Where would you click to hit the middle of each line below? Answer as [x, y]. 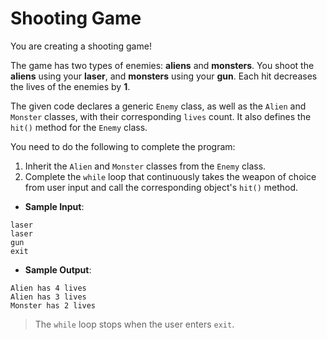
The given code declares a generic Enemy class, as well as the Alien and [158, 106]
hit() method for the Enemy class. [79, 127]
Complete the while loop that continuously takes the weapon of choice [170, 176]
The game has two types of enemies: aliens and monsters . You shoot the [162, 65]
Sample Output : [58, 269]
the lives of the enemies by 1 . [70, 86]
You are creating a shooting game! [81, 46]
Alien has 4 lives [48, 288]
